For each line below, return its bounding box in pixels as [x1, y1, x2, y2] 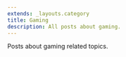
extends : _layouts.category [7, 10, 90, 17]
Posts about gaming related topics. [7, 42, 108, 51]
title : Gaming [7, 17, 49, 24]
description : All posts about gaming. [7, 23, 121, 30]
